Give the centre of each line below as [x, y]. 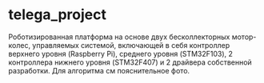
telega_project [57, 15]
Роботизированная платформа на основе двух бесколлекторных [119, 37]
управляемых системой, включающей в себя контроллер [131, 45]
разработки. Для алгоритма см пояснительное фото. [99, 70]
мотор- [244, 37]
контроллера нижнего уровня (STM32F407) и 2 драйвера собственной [130, 62]
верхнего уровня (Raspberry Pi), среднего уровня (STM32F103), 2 [121, 53]
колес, [19, 45]
